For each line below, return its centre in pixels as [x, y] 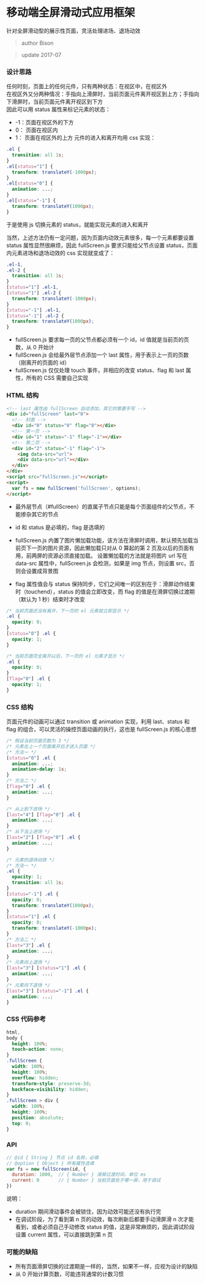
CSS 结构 [20, 707]
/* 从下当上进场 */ [28, 832]
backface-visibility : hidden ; [50, 1089]
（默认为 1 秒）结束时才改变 [50, 599]
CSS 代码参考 [26, 1019]
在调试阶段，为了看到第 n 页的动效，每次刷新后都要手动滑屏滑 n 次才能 [105, 1219]
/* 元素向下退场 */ [28, 985]
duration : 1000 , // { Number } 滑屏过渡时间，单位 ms [79, 1174]
